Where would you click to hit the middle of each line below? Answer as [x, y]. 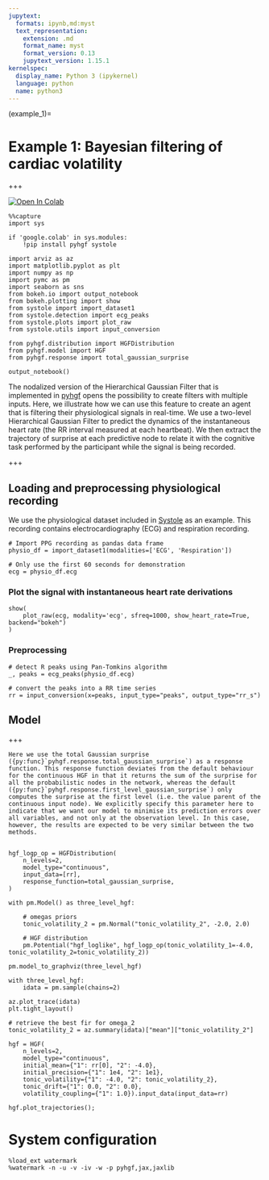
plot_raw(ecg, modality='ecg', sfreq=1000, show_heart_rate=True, [137, 616]
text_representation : [52, 31]
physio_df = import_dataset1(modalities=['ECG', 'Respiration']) [120, 551]
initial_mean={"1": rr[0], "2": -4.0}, [90, 1065]
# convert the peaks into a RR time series [83, 688]
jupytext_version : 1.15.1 [66, 61]
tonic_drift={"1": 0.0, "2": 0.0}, [83, 1086]
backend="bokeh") [37, 623]
